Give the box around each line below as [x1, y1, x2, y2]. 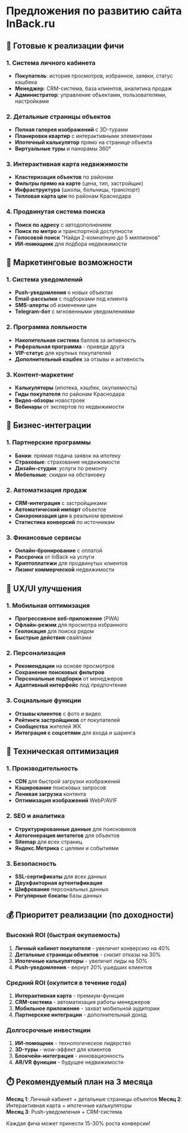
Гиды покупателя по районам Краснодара [14, 390, 125, 398]
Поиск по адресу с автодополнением [14, 221, 112, 228]
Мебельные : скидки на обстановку [14, 471, 106, 478]
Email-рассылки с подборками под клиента [14, 295, 128, 302]
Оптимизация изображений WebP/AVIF [14, 797, 118, 804]
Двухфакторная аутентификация [14, 879, 103, 886]
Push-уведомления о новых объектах [14, 289, 113, 296]
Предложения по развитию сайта [6, 4, 182, 18]
